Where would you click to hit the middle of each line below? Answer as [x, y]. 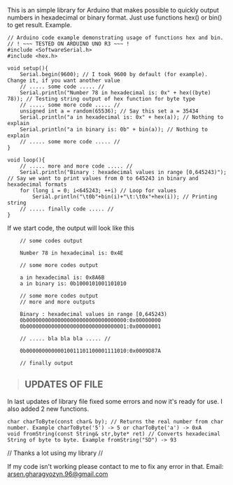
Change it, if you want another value [64, 80]
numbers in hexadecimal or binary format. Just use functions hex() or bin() [115, 17]
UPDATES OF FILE [64, 385]
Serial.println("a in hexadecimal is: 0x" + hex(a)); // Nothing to [122, 117]
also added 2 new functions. [48, 409]
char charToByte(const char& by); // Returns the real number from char [115, 421]
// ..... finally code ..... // [67, 209]
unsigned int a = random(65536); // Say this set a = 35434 [109, 111]
